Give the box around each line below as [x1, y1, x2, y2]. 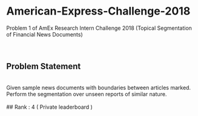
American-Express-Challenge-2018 [6, 4, 191, 18]
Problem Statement [6, 61, 81, 72]
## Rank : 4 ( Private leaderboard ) [6, 103, 93, 111]
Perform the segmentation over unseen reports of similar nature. [6, 90, 167, 98]
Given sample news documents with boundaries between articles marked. [6, 84, 191, 91]
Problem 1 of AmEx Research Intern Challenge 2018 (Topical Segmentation [6, 24, 193, 32]
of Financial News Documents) [6, 30, 83, 38]
